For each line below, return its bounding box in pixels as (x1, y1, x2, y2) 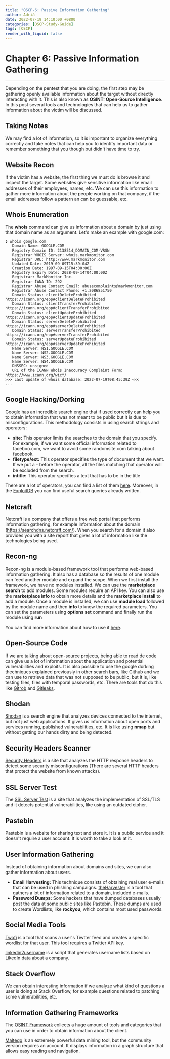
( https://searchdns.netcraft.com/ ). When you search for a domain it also (5, 527, 155, 533)
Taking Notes (5, 121, 48, 130)
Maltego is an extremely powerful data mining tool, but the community (5, 1037, 152, 1043)
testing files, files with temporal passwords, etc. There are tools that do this (5, 679, 162, 686)
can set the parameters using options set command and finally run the (5, 609, 153, 615)
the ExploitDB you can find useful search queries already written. (5, 488, 141, 494)
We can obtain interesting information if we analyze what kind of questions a (5, 983, 165, 989)
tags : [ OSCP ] (5, 26, 33, 32)
